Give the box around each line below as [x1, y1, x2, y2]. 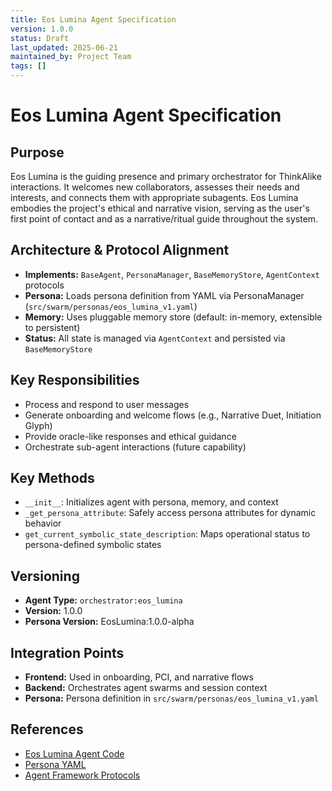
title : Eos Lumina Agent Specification [10, 14, 177, 25]
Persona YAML [24, 758, 87, 770]
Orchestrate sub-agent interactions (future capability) [24, 441, 247, 453]
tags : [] [10, 61, 47, 71]
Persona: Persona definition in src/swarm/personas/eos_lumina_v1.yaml [24, 692, 319, 705]
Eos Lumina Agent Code [24, 747, 125, 760]
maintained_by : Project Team [10, 52, 132, 62]
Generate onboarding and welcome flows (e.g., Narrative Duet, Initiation [24, 409, 322, 421]
